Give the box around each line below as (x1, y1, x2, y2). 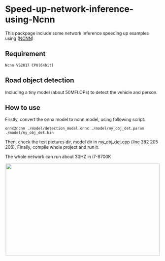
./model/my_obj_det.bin (5, 130, 54, 135)
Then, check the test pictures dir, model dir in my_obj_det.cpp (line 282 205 (5, 139, 159, 145)
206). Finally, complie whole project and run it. (5, 144, 99, 150)
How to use (5, 103, 40, 112)
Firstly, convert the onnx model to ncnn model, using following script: (5, 117, 146, 123)
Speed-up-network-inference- (5, 3, 134, 15)
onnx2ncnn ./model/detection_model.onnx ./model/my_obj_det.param (5, 126, 144, 131)
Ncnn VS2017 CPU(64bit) (5, 63, 54, 67)
